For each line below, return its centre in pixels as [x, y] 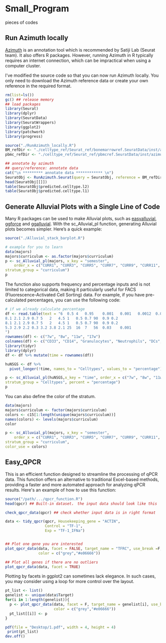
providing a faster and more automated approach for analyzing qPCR [75, 484]
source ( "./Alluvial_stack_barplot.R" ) [45, 238]
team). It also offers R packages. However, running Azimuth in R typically [79, 55]
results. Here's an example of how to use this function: [61, 490]
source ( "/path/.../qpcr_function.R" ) [44, 499]
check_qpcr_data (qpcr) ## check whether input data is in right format [80, 513]
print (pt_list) [23, 632]
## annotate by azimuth [30, 164]
